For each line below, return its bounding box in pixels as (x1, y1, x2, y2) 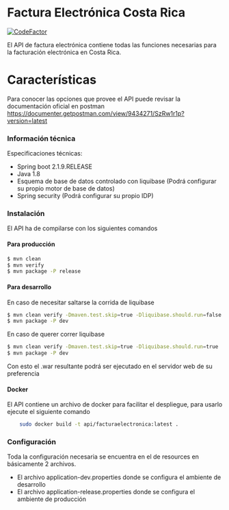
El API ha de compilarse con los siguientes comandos (7, 224, 158, 232)
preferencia (7, 369, 40, 378)
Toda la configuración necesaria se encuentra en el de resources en (7, 452, 200, 461)
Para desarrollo (7, 282, 52, 291)
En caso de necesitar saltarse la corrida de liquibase (7, 298, 155, 306)
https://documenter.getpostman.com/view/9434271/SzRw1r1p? (7, 109, 185, 117)
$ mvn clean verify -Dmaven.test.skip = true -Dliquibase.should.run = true (7, 343, 219, 350)
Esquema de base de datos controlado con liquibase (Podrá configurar (16, 177, 217, 186)
